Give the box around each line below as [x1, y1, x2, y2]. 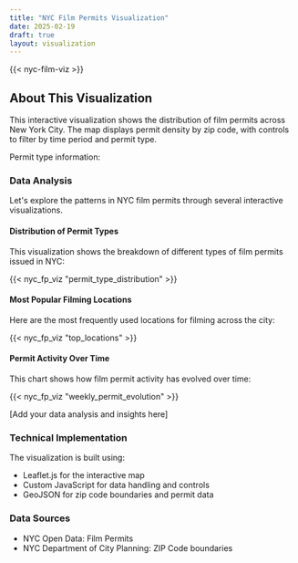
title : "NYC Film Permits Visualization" [9, 13, 170, 23]
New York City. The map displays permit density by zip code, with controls [9, 124, 290, 135]
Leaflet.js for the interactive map [22, 470, 146, 481]
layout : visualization [9, 38, 96, 48]
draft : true [9, 30, 55, 39]
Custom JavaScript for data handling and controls [22, 480, 210, 491]
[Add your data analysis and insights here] [9, 408, 169, 420]
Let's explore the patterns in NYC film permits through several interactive [9, 195, 284, 206]
